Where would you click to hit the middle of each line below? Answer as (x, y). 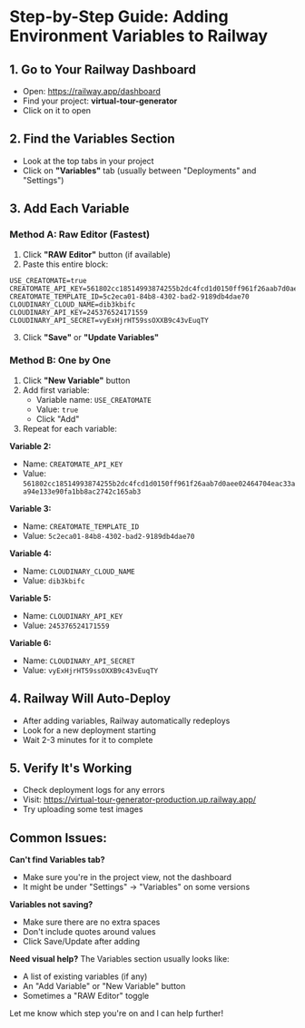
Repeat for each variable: (70, 428)
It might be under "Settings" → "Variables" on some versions (136, 887)
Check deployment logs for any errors (93, 790)
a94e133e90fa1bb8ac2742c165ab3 (82, 492)
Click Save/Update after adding (81, 942)
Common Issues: (58, 838)
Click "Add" (58, 418)
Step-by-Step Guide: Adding (119, 17)
